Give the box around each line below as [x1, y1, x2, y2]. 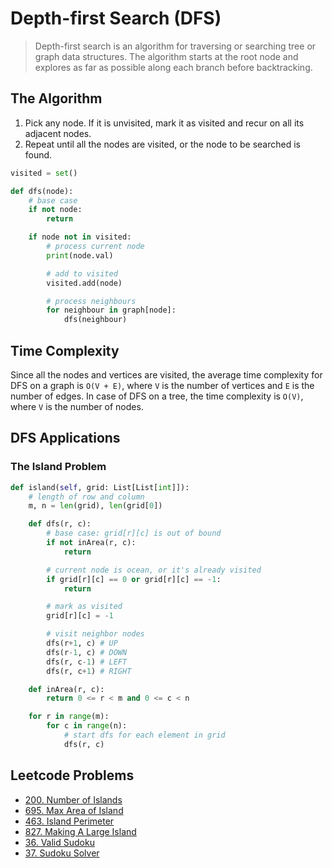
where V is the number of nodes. [10, 400, 144, 412]
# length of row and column [28, 492, 145, 502]
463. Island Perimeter [24, 815, 115, 827]
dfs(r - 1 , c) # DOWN [46, 647, 128, 657]
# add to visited [46, 268, 118, 279]
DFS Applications [10, 430, 121, 447]
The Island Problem [10, 460, 107, 474]
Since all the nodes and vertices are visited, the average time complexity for [10, 368, 323, 381]
